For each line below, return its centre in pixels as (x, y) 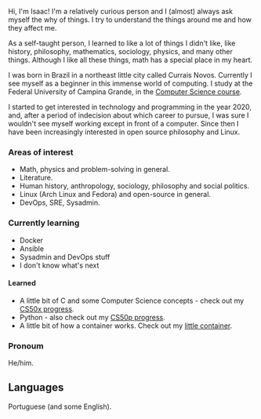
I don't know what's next (59, 265)
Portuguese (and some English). (60, 406)
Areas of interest (41, 152)
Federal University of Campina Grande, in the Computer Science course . (125, 92)
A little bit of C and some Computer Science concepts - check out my (132, 301)
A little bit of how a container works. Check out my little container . (126, 326)
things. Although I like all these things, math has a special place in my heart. (130, 60)
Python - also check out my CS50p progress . (92, 317)
